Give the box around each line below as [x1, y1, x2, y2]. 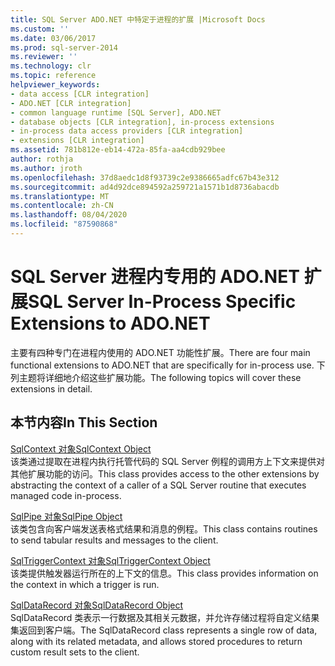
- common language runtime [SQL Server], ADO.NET [10, 107, 222, 118]
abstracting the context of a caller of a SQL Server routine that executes [10, 479, 307, 491]
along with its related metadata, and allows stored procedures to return [10, 635, 303, 647]
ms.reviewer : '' [10, 52, 78, 62]
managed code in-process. [10, 489, 122, 501]
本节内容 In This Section [10, 414, 158, 431]
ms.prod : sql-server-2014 [10, 42, 118, 53]
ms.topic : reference [10, 71, 97, 81]
